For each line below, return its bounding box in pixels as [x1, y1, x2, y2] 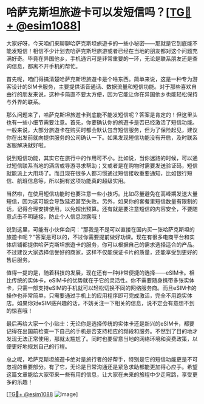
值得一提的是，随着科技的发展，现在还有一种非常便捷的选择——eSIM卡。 [6, 269, 189, 276]
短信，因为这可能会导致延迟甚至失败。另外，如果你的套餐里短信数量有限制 [6, 197, 192, 205]
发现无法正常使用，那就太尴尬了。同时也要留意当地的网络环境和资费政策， [6, 335, 192, 342]
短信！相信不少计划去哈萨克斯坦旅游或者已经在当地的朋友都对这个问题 [16, 47, 192, 55]
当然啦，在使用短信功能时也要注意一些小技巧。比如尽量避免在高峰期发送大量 [6, 190, 198, 197]
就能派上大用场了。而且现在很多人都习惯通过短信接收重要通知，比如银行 [6, 169, 187, 177]
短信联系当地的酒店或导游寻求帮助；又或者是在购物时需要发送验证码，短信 [11, 162, 198, 169]
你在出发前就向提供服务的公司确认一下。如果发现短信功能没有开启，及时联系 [6, 134, 198, 141]
